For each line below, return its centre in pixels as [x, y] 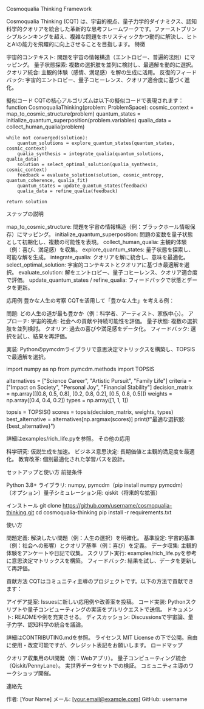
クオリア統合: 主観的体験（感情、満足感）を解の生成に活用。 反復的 [91, 72]
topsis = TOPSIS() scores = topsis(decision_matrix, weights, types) [90, 412]
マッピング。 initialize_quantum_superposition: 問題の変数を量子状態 [107, 234]
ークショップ [22, 673]
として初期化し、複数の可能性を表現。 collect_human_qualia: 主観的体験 [97, 242]
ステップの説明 [25, 214]
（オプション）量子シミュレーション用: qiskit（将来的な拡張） [83, 493]
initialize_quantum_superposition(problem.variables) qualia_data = [89, 120]
